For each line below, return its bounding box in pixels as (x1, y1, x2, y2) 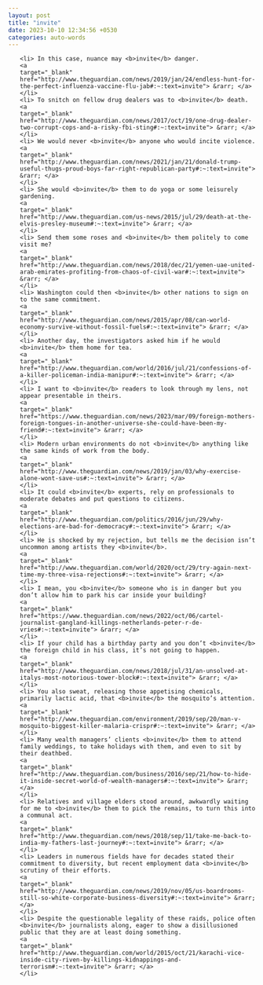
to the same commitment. (19, 296, 101, 303)
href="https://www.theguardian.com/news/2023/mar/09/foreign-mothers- (19, 413, 256, 421)
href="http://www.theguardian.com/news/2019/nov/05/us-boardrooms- (19, 888, 245, 895)
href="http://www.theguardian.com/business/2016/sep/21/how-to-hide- (19, 770, 253, 778)
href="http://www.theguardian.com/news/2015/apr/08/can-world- (19, 316, 232, 325)
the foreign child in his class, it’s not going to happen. (19, 646, 221, 655)
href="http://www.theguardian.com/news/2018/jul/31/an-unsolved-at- (19, 667, 249, 675)
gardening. (19, 193, 56, 200)
